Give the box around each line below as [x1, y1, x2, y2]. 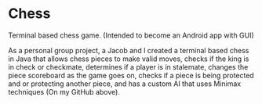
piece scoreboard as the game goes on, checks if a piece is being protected [8, 70, 255, 80]
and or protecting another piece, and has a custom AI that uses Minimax [8, 79, 242, 88]
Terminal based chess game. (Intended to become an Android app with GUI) [8, 30, 255, 40]
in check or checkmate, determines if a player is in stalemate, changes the [8, 62, 249, 71]
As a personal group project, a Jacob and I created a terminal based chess [8, 45, 249, 55]
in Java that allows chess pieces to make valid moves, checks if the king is [8, 54, 249, 63]
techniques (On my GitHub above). [8, 87, 120, 96]
